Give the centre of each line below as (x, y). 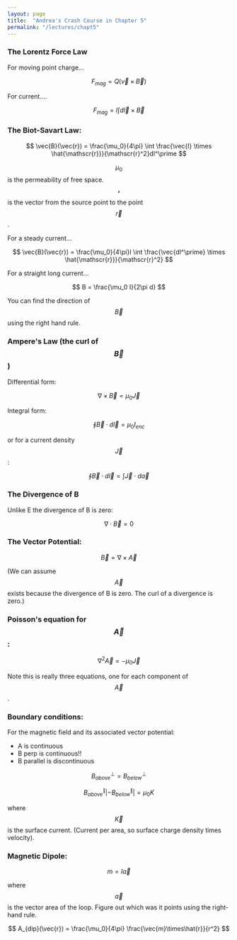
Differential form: (32, 382)
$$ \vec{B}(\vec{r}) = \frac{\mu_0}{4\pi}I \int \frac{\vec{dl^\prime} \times (119, 252)
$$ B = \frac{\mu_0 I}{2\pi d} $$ (119, 287)
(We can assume (32, 571)
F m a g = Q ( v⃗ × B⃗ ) (119, 82)
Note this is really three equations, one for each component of (98, 676)
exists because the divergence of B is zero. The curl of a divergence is (110, 593)
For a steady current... (40, 238)
